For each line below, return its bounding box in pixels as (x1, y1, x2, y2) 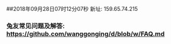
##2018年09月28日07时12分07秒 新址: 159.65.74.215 (6, 5, 138, 12)
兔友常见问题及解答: (6, 22, 65, 30)
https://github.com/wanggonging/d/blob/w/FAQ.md (6, 30, 165, 38)
